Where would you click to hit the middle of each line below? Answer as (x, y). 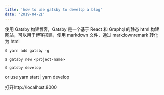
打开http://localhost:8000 (31, 87)
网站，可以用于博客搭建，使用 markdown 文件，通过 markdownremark (77, 35)
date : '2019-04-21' (25, 14)
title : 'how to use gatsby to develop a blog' (54, 10)
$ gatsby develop (23, 68)
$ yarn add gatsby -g (27, 50)
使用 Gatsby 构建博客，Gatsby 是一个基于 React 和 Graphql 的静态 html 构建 (82, 29)
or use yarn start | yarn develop (37, 77)
